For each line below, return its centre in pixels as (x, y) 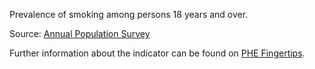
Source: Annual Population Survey (80, 33)
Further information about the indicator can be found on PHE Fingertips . (157, 53)
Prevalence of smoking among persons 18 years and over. (129, 14)
